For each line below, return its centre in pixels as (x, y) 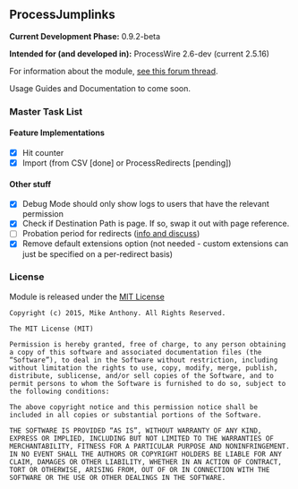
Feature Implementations (57, 133)
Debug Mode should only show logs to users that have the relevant (146, 204)
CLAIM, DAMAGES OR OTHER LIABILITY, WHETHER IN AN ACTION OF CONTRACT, (145, 462)
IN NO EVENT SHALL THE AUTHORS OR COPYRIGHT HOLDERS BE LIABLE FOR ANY (145, 454)
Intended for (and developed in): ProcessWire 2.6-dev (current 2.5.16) (140, 54)
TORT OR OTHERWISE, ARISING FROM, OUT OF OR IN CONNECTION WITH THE (140, 469)
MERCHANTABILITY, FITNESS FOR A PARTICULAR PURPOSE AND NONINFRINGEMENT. (150, 446)
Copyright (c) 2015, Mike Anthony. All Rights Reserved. (118, 313)
